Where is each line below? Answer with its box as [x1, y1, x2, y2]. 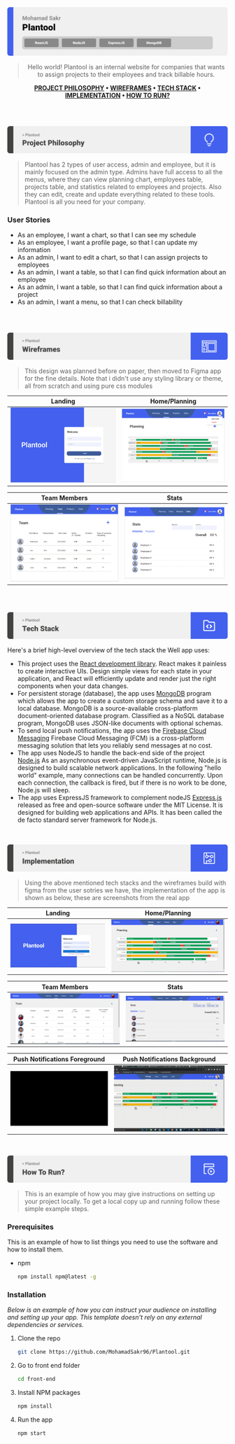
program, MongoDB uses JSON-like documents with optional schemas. [17, 719, 223, 727]
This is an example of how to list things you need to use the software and [7, 1238, 218, 1247]
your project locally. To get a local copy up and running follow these [24, 1197, 220, 1205]
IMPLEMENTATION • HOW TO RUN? [65, 91, 170, 100]
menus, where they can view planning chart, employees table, [24, 175, 204, 183]
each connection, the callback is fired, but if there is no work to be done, [17, 778, 227, 787]
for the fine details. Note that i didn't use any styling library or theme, [24, 374, 224, 382]
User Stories [7, 215, 51, 225]
